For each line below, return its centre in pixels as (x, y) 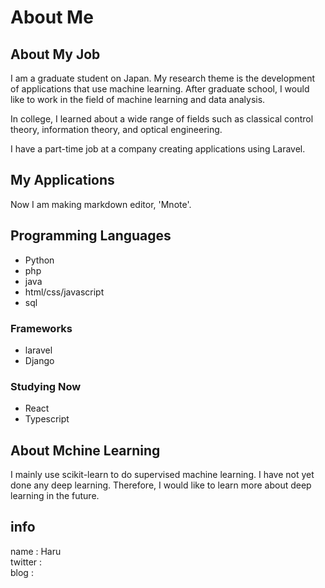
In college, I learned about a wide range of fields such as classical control (162, 119)
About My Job (55, 54)
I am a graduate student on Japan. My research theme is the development (163, 78)
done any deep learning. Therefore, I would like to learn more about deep (161, 485)
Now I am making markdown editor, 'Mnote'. (101, 204)
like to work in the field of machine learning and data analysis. (138, 99)
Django (39, 360)
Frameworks (41, 328)
